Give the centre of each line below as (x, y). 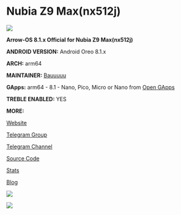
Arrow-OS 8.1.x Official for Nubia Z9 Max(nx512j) (70, 40)
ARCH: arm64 (24, 63)
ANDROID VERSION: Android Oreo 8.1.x (56, 51)
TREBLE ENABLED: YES (36, 99)
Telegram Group (27, 134)
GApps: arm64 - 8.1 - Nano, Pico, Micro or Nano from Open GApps (91, 87)
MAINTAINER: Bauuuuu (36, 75)
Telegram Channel (30, 146)
